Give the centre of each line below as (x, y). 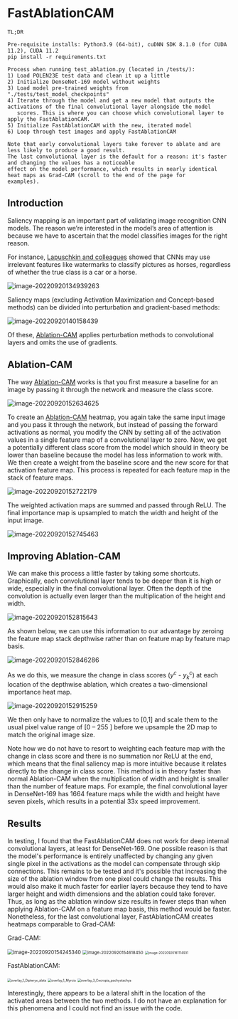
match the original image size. (52, 734)
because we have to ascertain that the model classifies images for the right (117, 236)
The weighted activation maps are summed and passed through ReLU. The (117, 505)
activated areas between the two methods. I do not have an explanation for (117, 1000)
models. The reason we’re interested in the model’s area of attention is (110, 228)
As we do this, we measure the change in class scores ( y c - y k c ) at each (113, 675)
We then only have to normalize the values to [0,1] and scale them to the (113, 719)
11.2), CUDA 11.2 (33, 51)
